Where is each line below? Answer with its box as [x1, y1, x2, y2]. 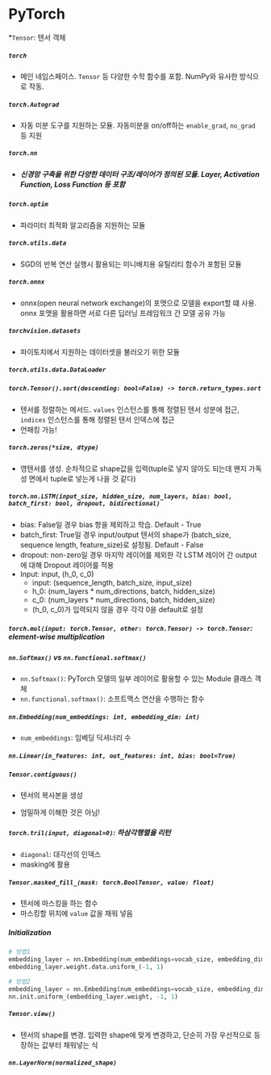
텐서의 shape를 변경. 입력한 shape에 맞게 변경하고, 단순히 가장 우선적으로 [19, 1030, 252, 1039]
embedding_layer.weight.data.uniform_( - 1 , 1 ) [8, 963, 164, 972]
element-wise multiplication [8, 632, 105, 642]
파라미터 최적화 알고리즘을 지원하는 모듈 [19, 220, 146, 230]
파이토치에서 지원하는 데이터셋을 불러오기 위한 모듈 [19, 346, 180, 356]
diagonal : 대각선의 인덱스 [19, 850, 102, 859]
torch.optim [8, 200, 48, 208]
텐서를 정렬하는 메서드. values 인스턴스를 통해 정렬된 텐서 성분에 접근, [19, 405, 240, 414]
